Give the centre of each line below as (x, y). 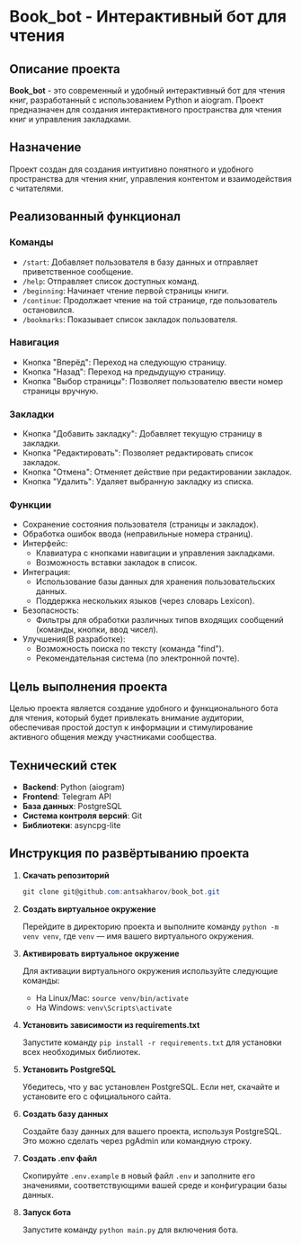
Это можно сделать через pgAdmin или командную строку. (137, 1140)
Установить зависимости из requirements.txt (111, 1024)
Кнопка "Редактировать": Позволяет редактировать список (137, 453)
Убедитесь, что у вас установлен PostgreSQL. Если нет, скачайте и (151, 1086)
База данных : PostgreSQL (72, 807)
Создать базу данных (65, 1113)
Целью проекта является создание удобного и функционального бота (144, 708)
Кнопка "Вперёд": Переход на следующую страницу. (124, 362)
